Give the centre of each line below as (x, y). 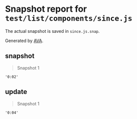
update (16, 92)
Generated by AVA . (24, 41)
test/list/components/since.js (69, 18)
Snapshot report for (46, 9)
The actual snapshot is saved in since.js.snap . (52, 31)
